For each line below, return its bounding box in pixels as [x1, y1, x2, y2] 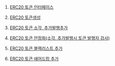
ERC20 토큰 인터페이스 [9, 4, 54, 10]
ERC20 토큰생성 [9, 15, 41, 20]
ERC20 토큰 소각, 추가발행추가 [9, 25, 68, 31]
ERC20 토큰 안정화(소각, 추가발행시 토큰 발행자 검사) [9, 35, 110, 41]
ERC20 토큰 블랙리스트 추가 [9, 46, 63, 51]
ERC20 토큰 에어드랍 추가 [9, 56, 59, 62]
